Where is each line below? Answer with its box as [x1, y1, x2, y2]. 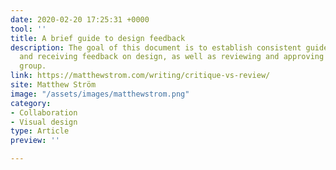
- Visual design [10, 117, 78, 127]
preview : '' [10, 136, 60, 146]
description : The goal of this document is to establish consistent [10, 42, 302, 53]
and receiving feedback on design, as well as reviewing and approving [19, 52, 325, 62]
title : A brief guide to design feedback [10, 33, 186, 43]
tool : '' [10, 24, 47, 34]
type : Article [10, 126, 70, 136]
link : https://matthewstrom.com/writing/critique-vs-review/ [10, 71, 271, 81]
